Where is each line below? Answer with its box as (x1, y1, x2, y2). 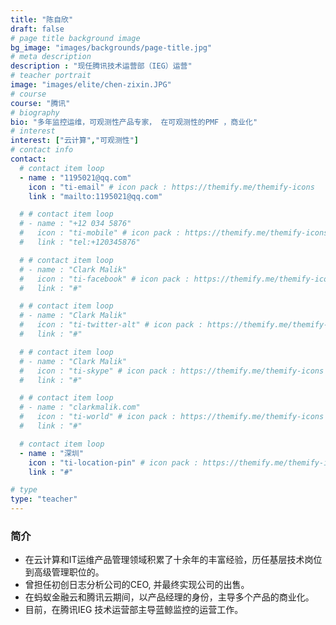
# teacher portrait (10, 71, 92, 81)
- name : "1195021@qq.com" (19, 172, 132, 183)
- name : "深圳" (19, 448, 84, 458)
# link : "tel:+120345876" (19, 237, 141, 247)
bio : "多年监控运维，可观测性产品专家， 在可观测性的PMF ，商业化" (10, 117, 258, 127)
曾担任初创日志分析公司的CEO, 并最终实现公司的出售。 (24, 579, 250, 591)
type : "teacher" (10, 494, 78, 505)
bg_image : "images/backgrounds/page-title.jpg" (10, 42, 213, 53)
